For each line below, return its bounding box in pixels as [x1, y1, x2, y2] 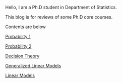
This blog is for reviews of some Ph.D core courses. [5, 14, 113, 20]
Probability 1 [5, 34, 31, 39]
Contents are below [5, 24, 46, 30]
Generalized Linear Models [5, 63, 62, 68]
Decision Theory [5, 53, 40, 59]
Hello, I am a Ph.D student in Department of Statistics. [5, 5, 117, 10]
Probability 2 [5, 43, 32, 49]
